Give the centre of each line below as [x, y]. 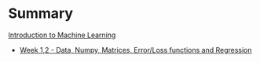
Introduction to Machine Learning [62, 35]
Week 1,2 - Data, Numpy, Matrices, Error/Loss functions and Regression [136, 50]
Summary [40, 14]
